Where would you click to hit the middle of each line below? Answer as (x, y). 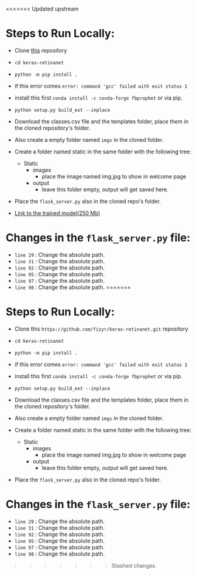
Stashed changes (133, 565)
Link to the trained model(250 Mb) (57, 213)
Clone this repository (41, 50)
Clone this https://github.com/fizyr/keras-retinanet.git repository (101, 329)
